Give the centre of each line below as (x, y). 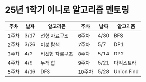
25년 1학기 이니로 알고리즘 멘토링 (67, 10)
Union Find (126, 71)
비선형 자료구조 (57, 54)
